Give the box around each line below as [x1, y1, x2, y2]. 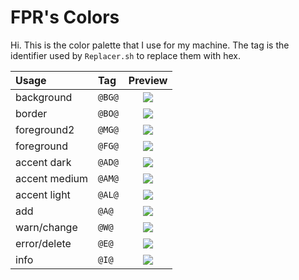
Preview [128, 73, 168, 87]
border [15, 106, 48, 120]
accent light [15, 187, 71, 201]
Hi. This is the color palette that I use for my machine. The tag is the [10, 39, 290, 51]
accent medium [15, 171, 89, 185]
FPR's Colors [10, 6, 120, 29]
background [15, 90, 73, 104]
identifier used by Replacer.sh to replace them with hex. [10, 49, 242, 61]
